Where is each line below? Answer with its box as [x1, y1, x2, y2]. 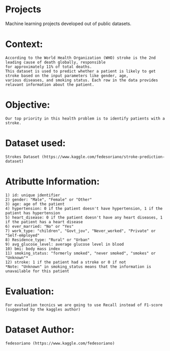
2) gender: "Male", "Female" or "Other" [5, 197, 93, 202]
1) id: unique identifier [5, 193, 60, 198]
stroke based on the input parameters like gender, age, [5, 73, 129, 78]
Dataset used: [5, 137, 66, 149]
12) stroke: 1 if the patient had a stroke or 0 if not [5, 260, 126, 265]
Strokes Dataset [5, 154, 40, 159]
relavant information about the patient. [5, 82, 95, 87]
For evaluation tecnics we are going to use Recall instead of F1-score [5, 302, 163, 308]
